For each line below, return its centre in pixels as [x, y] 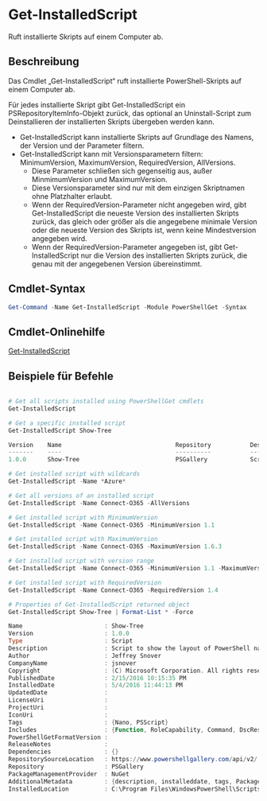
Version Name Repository [110, 445]
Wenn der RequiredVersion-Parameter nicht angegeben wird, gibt [139, 204]
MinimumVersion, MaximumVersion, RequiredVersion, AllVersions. [128, 162]
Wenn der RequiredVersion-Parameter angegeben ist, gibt [127, 247]
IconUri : [58, 715]
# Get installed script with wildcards [74, 474]
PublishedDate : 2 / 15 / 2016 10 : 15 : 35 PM [97, 678]
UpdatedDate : [58, 693]
